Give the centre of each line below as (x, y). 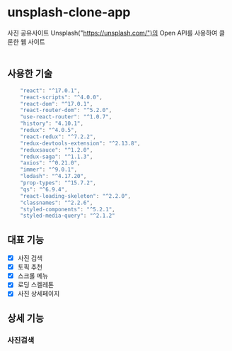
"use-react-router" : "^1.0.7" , (66, 117)
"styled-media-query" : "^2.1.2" (68, 216)
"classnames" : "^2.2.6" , (57, 203)
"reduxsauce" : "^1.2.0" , (57, 150)
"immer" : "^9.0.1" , (49, 170)
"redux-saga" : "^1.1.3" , (57, 157)
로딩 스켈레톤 (36, 285)
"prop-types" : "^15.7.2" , (58, 183)
